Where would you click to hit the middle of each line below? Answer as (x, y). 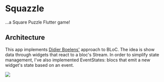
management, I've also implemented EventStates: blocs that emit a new (78, 60)
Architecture (25, 38)
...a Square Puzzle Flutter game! (38, 22)
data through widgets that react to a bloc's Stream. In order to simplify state (82, 55)
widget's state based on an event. (40, 65)
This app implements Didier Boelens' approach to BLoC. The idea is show (80, 49)
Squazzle (25, 9)
